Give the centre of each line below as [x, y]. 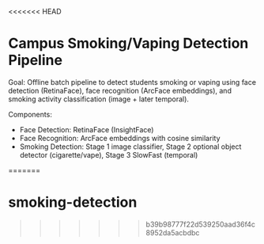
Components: [30, 114]
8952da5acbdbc [173, 232]
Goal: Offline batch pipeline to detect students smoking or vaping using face [132, 82]
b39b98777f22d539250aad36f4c [200, 224]
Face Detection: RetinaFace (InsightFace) [87, 129]
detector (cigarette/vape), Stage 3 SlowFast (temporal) [109, 154]
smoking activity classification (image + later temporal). [99, 99]
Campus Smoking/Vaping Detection [128, 44]
